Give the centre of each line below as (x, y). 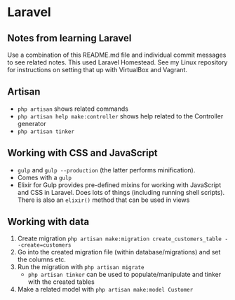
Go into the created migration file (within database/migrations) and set (119, 252)
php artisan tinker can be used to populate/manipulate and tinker (125, 275)
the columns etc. (42, 259)
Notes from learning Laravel (69, 38)
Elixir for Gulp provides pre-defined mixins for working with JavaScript (119, 185)
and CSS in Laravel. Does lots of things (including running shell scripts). (121, 192)
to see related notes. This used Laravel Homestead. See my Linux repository (117, 62)
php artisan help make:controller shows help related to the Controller (120, 116)
